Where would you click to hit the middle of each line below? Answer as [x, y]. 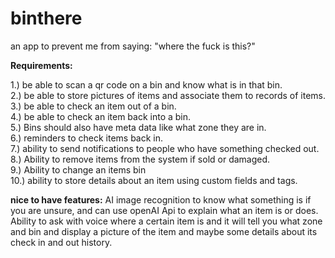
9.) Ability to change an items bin [78, 169]
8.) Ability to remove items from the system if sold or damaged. [140, 159]
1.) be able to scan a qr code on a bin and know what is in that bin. [146, 84]
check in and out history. [61, 242]
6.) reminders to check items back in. [87, 138]
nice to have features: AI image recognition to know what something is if [161, 199]
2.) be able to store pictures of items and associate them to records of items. [168, 95]
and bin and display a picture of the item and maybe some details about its [164, 231]
